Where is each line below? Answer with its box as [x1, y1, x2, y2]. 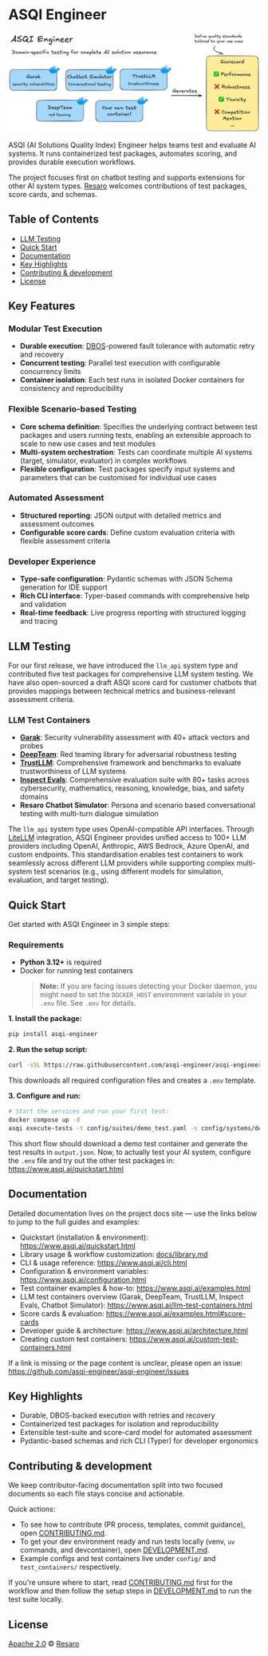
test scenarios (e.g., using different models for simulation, [33, 867, 224, 877]
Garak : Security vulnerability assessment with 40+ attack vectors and [19, 732, 250, 743]
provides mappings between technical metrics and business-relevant [8, 686, 236, 696]
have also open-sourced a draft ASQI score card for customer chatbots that [8, 677, 257, 687]
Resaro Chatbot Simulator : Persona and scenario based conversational [19, 800, 256, 810]
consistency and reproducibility [19, 384, 124, 393]
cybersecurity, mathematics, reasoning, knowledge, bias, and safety [19, 783, 245, 793]
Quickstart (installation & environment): [19, 1232, 149, 1242]
